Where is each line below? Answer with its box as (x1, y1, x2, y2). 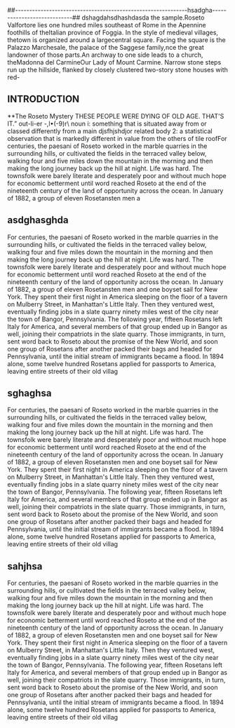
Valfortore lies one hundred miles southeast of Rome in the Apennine (7, 21, 206, 29)
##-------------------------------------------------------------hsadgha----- (7, 6, 227, 14)
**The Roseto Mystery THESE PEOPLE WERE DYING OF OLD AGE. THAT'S (7, 112, 224, 120)
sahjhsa (7, 560, 43, 572)
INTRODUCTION (7, 93, 80, 105)
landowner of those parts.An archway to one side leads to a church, (7, 50, 203, 59)
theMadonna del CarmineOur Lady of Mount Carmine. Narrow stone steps (7, 58, 222, 66)
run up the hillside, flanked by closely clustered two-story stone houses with (7, 66, 228, 74)
